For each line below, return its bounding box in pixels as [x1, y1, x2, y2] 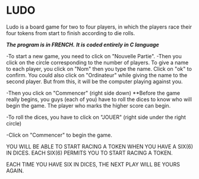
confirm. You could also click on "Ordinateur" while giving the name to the [6, 71, 188, 78]
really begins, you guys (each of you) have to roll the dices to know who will [6, 96, 192, 103]
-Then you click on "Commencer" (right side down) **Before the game [6, 89, 181, 96]
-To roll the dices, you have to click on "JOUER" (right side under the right [6, 114, 186, 121]
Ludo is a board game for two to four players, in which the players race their [6, 23, 192, 30]
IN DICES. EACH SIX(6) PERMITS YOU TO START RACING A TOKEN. [6, 149, 173, 156]
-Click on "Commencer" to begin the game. [6, 131, 113, 139]
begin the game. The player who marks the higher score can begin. [6, 102, 171, 109]
